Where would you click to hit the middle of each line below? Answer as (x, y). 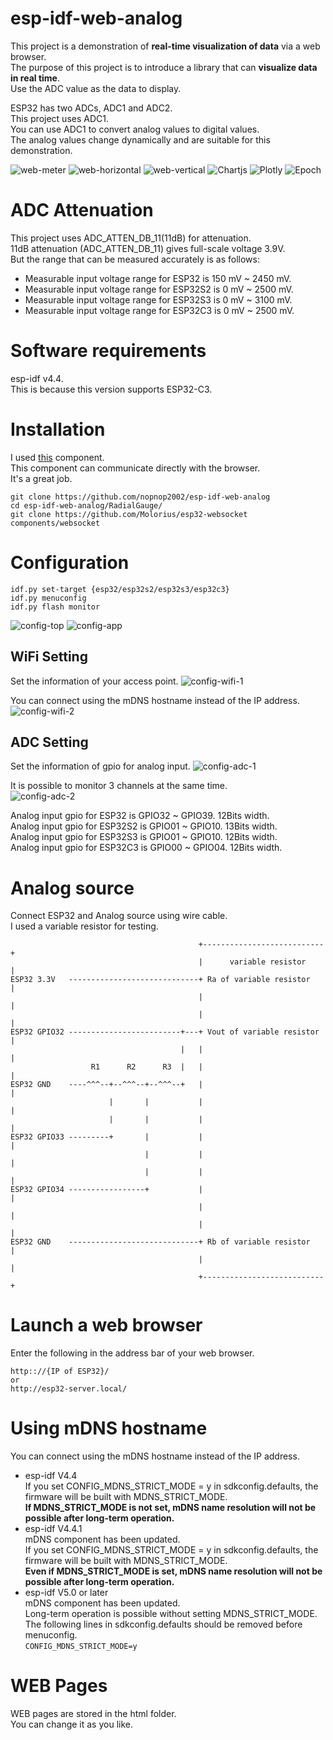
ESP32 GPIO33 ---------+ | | (106, 1137)
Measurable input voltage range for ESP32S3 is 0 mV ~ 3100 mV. (158, 299)
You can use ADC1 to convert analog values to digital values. (135, 129)
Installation (58, 429)
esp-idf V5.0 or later (66, 1593)
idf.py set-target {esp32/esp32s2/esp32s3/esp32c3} (120, 589)
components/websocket (55, 523)
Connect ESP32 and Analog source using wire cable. (119, 916)
